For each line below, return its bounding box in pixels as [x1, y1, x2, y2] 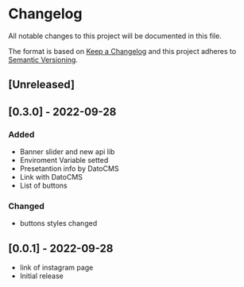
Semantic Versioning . [8, 55, 78, 64]
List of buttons [19, 180, 68, 191]
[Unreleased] [8, 78, 76, 91]
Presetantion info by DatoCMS [19, 164, 119, 173]
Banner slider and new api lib [19, 147, 115, 157]
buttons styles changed [19, 219, 98, 228]
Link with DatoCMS [19, 173, 83, 182]
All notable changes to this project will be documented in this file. [8, 31, 223, 41]
